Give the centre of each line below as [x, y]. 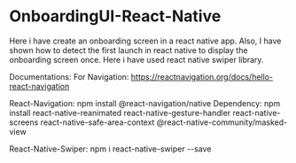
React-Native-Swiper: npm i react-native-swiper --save [110, 149]
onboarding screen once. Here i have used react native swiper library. [136, 59]
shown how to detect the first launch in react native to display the [129, 50]
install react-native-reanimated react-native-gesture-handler [120, 113]
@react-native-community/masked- [222, 122]
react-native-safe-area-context [97, 122]
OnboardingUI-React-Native [115, 16]
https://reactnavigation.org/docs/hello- [202, 76]
